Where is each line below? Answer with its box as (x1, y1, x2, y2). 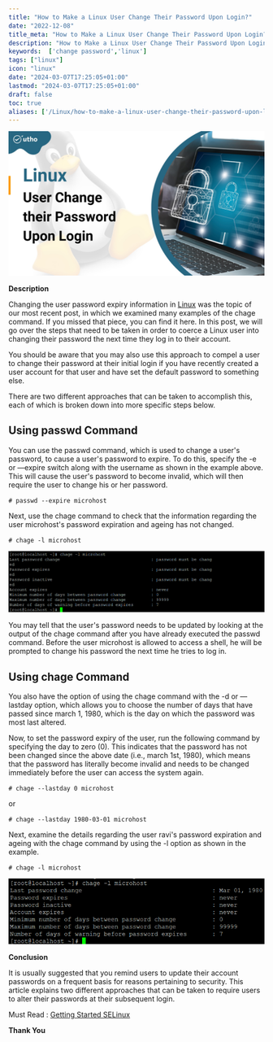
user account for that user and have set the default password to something (8, 367, 259, 377)
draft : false (8, 90, 53, 98)
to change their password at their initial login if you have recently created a (8, 358, 259, 368)
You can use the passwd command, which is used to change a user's (8, 445, 240, 455)
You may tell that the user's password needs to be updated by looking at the (8, 621, 264, 630)
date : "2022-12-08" (8, 21, 75, 30)
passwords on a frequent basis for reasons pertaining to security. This (8, 976, 244, 986)
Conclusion (8, 952, 49, 961)
